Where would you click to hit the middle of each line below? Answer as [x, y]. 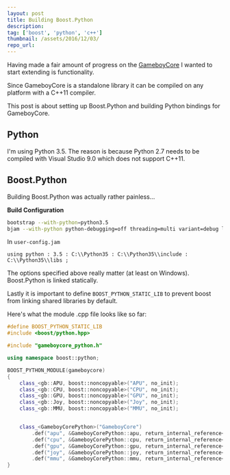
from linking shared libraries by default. [62, 301]
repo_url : [21, 45]
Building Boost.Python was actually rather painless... [81, 197]
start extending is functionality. [51, 72]
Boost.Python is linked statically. [53, 280]
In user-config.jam [34, 242]
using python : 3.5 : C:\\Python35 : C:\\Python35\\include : [98, 254]
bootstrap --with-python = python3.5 [58, 222]
